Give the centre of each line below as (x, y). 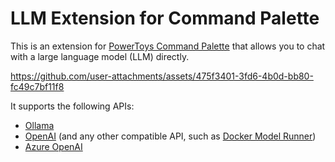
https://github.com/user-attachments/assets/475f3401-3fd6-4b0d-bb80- (162, 76)
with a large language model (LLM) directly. (100, 56)
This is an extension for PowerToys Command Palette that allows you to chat (168, 46)
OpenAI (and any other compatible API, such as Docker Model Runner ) (170, 136)
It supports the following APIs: (72, 106)
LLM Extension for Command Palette (165, 18)
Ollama (39, 125)
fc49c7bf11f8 (37, 86)
